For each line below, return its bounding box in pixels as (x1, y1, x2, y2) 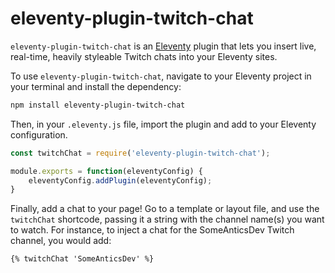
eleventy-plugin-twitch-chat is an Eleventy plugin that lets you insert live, (10, 40, 317, 52)
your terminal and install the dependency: (10, 80, 182, 92)
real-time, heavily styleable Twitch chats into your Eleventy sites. (10, 50, 278, 62)
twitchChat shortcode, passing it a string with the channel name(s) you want (10, 213, 325, 226)
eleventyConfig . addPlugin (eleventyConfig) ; (28, 175, 213, 186)
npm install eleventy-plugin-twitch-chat (10, 100, 186, 110)
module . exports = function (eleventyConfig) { (10, 166, 203, 176)
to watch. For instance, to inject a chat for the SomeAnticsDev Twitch (10, 224, 295, 236)
